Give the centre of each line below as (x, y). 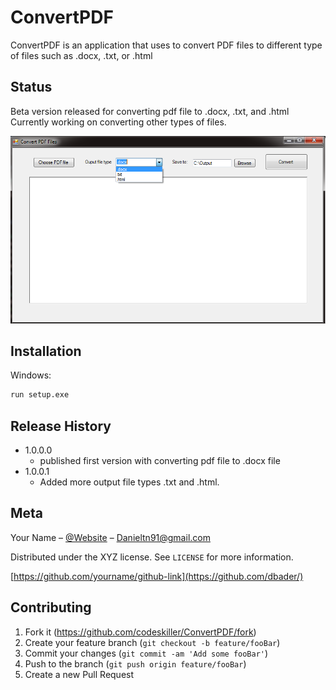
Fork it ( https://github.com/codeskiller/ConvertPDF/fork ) (140, 632)
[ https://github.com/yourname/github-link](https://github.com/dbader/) (157, 576)
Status (31, 87)
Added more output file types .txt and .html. (129, 482)
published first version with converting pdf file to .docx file (160, 461)
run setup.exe (40, 395)
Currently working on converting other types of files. (118, 122)
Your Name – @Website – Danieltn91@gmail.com (110, 537)
